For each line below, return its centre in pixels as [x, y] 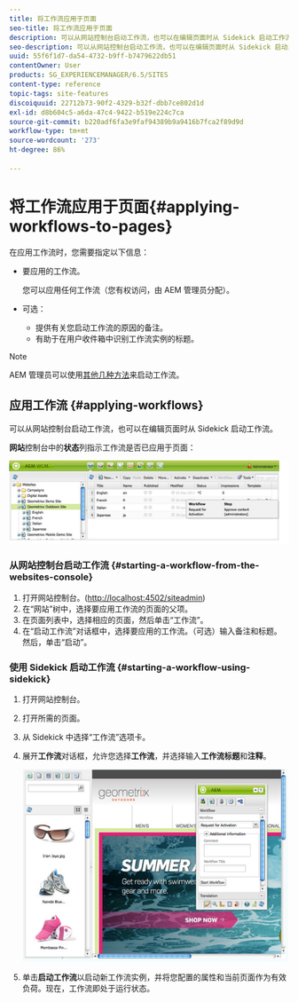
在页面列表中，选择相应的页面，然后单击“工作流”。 [115, 619]
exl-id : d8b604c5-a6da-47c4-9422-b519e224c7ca [97, 112]
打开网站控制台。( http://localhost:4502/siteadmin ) [114, 597]
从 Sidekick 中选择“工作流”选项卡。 [86, 738]
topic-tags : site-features [59, 93]
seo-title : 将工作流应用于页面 [61, 28]
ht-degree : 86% [37, 150]
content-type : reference [55, 84]
